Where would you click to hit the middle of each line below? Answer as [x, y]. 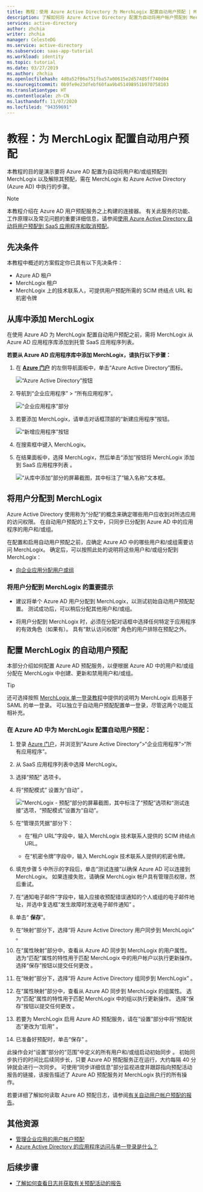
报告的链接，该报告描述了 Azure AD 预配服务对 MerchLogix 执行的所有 [95, 1075]
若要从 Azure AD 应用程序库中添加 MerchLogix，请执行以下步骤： [89, 355]
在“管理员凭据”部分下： [45, 823]
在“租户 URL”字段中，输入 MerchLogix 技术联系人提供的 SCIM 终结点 [110, 836]
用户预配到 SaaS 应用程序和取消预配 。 [65, 226]
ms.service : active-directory [45, 46]
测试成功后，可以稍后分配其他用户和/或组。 [81, 609]
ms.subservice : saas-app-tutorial [50, 51]
